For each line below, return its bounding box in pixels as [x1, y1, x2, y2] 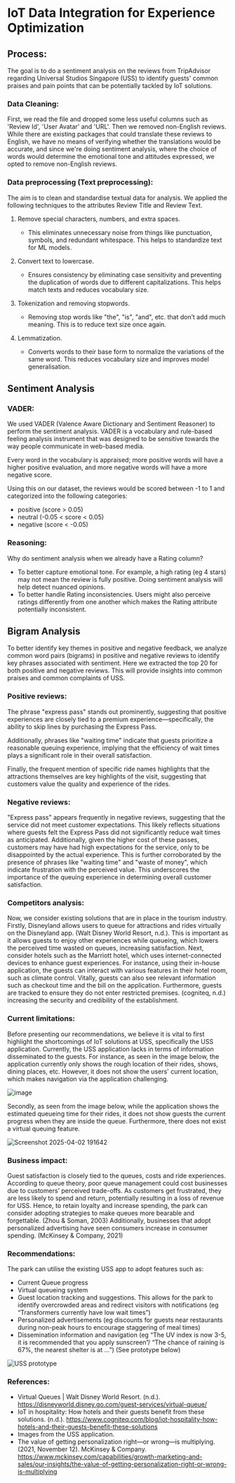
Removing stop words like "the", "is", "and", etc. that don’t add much [27, 312, 226, 321]
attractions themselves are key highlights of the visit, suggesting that [7, 772, 207, 780]
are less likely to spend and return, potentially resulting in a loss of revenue [7, 1194, 224, 1202]
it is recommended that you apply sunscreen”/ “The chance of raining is [17, 1338, 225, 1347]
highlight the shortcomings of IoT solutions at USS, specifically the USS [7, 1037, 214, 1045]
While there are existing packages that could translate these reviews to [7, 130, 213, 139]
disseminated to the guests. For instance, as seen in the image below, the [7, 1052, 220, 1060]
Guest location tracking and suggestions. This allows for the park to [17, 1293, 214, 1302]
